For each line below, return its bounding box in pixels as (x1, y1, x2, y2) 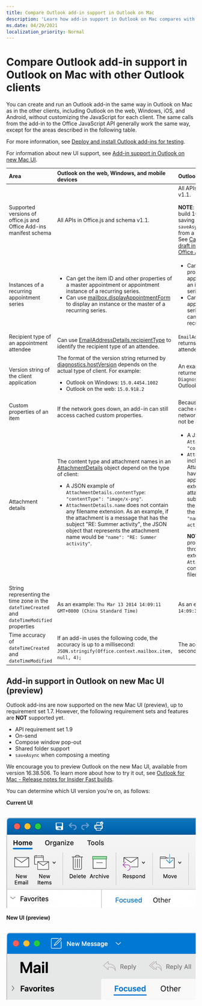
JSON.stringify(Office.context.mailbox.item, (57, 648, 173, 655)
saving (178, 216, 195, 224)
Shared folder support (14, 745, 70, 752)
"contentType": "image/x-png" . (66, 495, 143, 502)
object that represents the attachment (66, 527, 159, 534)
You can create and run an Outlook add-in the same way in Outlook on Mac (6, 101, 193, 108)
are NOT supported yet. (6, 714, 65, 721)
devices (57, 176, 78, 183)
